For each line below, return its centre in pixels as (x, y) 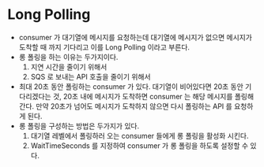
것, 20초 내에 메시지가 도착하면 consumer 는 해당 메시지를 (143, 96)
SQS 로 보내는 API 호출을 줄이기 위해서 (91, 76)
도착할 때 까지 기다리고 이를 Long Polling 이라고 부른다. (104, 47)
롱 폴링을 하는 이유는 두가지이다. (68, 57)
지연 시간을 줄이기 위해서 (69, 67)
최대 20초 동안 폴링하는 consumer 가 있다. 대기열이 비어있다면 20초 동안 (131, 86)
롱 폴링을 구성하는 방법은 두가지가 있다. (79, 126)
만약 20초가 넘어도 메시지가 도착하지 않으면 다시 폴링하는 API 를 (134, 106)
